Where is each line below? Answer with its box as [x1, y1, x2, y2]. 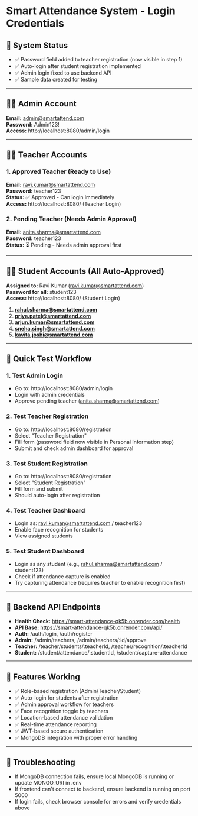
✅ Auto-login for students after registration [14, 694, 119, 701]
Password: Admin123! [6, 121, 60, 128]
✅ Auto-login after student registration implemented [14, 63, 141, 69]
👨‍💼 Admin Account [6, 99, 77, 109]
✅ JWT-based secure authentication [14, 727, 104, 734]
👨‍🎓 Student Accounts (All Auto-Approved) [6, 266, 164, 276]
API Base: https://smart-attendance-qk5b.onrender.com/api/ [14, 624, 163, 631]
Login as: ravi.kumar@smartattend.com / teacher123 [14, 520, 143, 527]
